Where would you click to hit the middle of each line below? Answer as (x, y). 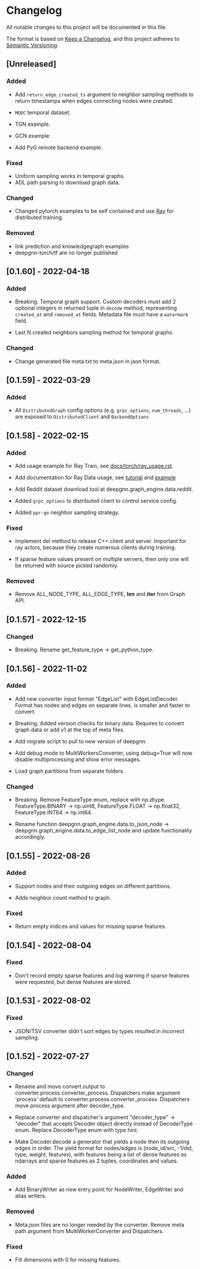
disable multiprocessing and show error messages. (78, 759)
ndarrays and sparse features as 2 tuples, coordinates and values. (96, 1161)
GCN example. (33, 135)
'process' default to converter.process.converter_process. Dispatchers (102, 1099)
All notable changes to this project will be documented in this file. (87, 27)
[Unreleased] (31, 64)
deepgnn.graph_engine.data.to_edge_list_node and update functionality (103, 831)
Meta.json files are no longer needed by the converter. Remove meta (99, 1224)
